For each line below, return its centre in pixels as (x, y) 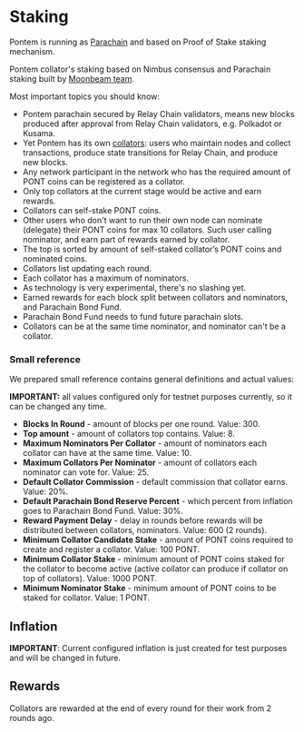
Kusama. (39, 133)
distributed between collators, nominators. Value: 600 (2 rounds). (145, 530)
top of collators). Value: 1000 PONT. (89, 579)
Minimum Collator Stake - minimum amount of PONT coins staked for (154, 559)
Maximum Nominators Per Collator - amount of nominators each (145, 443)
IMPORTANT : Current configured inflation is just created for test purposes (148, 648)
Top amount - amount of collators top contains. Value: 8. (129, 434)
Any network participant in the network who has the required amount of (157, 172)
